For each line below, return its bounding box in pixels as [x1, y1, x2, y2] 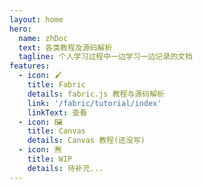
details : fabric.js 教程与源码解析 [27, 89, 165, 99]
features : [9, 61, 51, 71]
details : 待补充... [27, 163, 104, 173]
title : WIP [27, 154, 73, 164]
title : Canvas [27, 126, 86, 136]
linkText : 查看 [27, 107, 88, 118]
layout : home [9, 14, 64, 25]
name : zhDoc [18, 33, 69, 43]
